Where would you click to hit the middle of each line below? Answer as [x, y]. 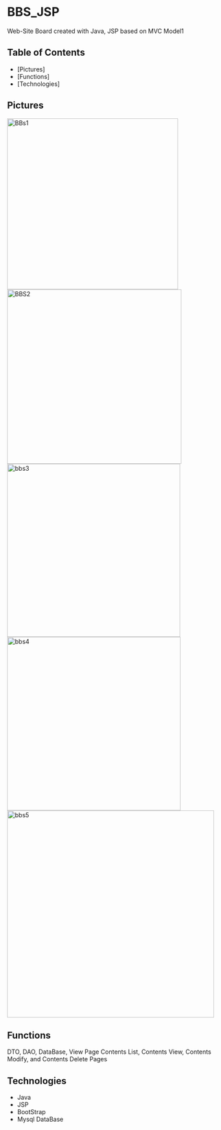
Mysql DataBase [40, 1119]
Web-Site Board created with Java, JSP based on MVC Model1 [95, 31]
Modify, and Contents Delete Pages [57, 1059]
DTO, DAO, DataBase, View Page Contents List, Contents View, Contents [109, 1052]
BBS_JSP [33, 12]
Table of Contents [46, 53]
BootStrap [31, 1112]
